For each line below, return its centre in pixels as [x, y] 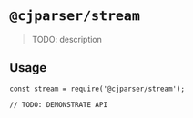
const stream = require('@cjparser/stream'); [97, 89]
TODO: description [67, 39]
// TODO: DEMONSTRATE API [58, 104]
